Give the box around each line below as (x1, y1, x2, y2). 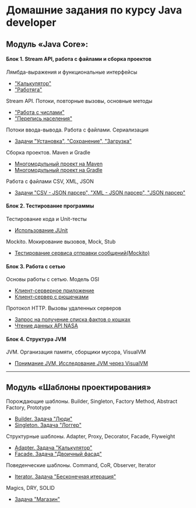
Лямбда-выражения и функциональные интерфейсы (6, 68, 138, 75)
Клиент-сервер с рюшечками (14, 293, 89, 300)
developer (6, 16, 57, 29)
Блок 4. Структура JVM (6, 336, 66, 343)
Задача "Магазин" (14, 496, 60, 503)
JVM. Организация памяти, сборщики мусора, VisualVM (6, 348, 146, 355)
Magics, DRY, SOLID (6, 485, 55, 492)
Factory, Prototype (6, 404, 51, 411)
